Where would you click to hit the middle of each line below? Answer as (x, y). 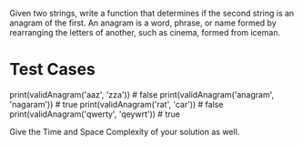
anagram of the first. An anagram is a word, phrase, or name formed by (143, 23)
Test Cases (52, 70)
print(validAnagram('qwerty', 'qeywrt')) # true (95, 114)
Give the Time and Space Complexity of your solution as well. (125, 131)
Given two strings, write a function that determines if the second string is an (152, 13)
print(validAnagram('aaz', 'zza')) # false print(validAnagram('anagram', (142, 94)
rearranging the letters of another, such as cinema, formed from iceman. (145, 32)
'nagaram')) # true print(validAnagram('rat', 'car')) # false (116, 104)
